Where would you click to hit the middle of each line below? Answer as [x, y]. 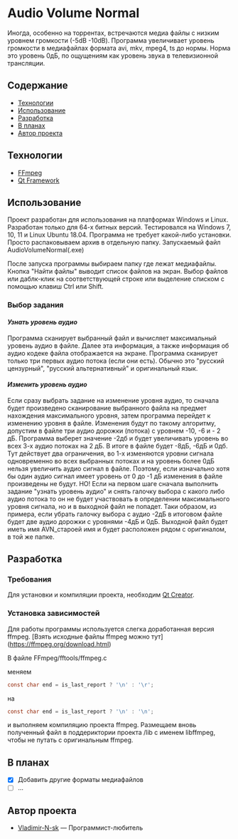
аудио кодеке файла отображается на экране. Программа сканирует [113, 353]
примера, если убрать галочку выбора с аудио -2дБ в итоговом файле [115, 514]
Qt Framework [38, 180]
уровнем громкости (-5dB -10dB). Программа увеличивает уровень [111, 40]
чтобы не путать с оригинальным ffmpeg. [70, 740]
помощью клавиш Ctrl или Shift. [56, 287]
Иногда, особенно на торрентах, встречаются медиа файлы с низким [113, 33]
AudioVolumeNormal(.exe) [46, 250]
